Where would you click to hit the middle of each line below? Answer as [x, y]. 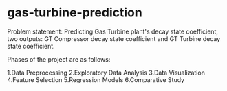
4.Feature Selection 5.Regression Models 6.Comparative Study [96, 79]
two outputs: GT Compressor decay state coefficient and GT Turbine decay [114, 38]
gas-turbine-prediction [75, 13]
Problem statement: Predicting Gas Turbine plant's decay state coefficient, [113, 31]
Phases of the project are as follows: [59, 59]
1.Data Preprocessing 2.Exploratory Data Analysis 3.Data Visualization [106, 73]
